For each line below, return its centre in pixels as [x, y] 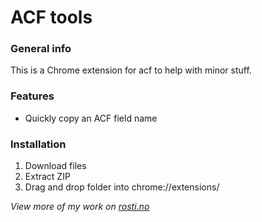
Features [32, 96]
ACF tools [51, 17]
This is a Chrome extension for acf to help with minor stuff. [131, 70]
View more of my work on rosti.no [80, 207]
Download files [55, 166]
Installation [38, 144]
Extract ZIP [47, 177]
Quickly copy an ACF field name [91, 118]
